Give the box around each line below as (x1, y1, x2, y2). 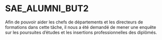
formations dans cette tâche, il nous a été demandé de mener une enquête (5, 24, 156, 30)
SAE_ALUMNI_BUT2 (5, 3, 89, 14)
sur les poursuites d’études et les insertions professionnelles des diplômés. (5, 29, 157, 35)
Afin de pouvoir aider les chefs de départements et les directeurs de (5, 19, 143, 25)
